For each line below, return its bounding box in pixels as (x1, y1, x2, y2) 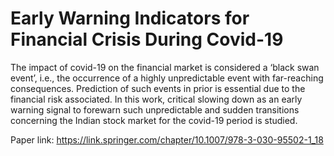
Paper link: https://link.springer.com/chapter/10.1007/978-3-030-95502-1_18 (10, 133, 324, 146)
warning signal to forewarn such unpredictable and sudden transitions (10, 103, 300, 116)
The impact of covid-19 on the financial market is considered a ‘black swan (10, 61, 320, 73)
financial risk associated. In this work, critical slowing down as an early (10, 93, 303, 105)
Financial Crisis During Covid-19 (10, 28, 284, 51)
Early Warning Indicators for (10, 7, 250, 30)
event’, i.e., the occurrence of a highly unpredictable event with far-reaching (10, 72, 324, 84)
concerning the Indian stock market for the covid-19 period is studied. (10, 114, 298, 126)
